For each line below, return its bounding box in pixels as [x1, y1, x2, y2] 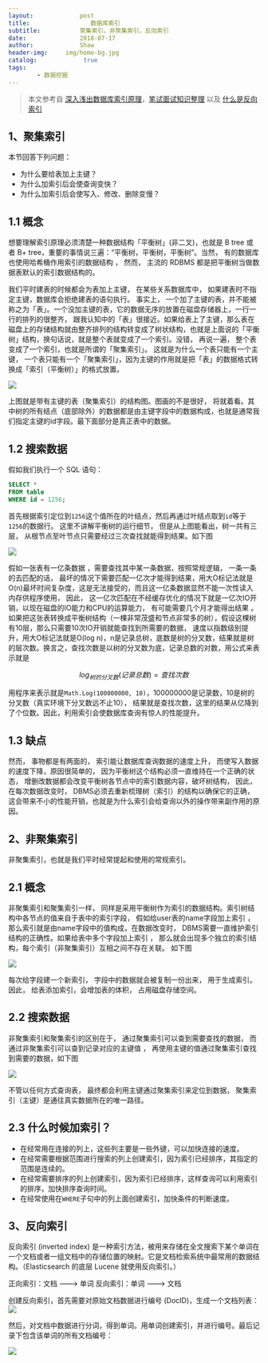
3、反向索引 [8, 1219, 68, 1233]
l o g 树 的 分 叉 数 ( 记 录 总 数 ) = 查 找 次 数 [79, 670, 189, 681]
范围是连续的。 [19, 1163, 69, 1173]
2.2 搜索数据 [8, 1011, 70, 1024]
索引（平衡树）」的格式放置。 [29, 364, 124, 374]
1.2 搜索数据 [8, 442, 68, 455]
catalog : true [8, 57, 98, 65]
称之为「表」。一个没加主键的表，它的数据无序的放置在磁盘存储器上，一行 [8, 304, 250, 314]
